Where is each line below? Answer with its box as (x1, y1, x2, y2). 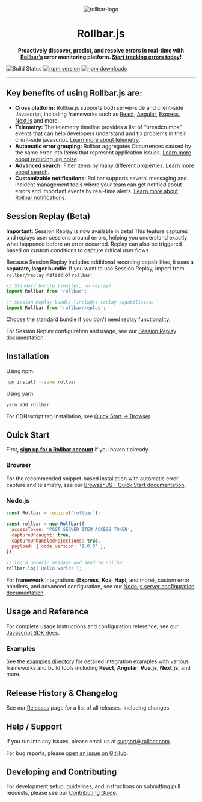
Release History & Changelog (6, 688, 118, 698)
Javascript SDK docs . (6, 629, 60, 636)
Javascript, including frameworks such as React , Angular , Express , (14, 110, 180, 118)
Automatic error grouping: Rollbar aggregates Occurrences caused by (14, 142, 191, 150)
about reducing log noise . (14, 155, 79, 162)
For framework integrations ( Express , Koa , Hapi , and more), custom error (6, 576, 190, 584)
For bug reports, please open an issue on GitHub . (6, 749, 129, 757)
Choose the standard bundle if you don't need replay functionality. (6, 316, 171, 323)
